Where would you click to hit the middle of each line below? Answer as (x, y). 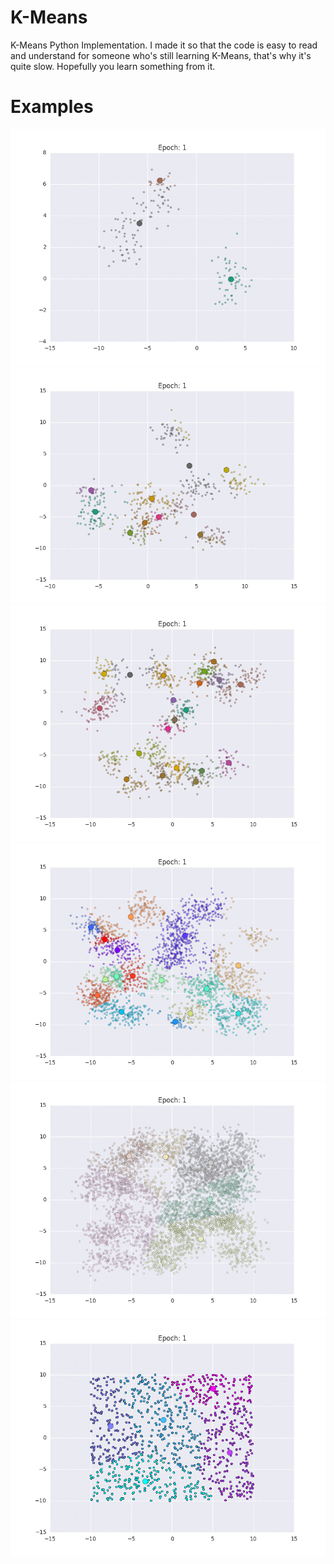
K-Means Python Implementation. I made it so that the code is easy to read (164, 45)
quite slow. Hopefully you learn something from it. (113, 66)
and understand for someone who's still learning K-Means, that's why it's (161, 55)
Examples (52, 107)
